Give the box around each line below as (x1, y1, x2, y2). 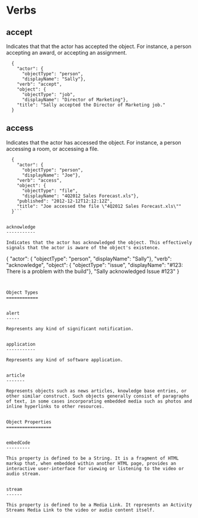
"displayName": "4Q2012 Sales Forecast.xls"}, (21, 193, 139, 199)
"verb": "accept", (17, 81, 62, 87)
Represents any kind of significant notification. (6, 326, 134, 332)
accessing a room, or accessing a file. (6, 145, 99, 152)
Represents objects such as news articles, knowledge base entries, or (6, 388, 187, 394)
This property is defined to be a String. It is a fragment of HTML (6, 455, 179, 461)
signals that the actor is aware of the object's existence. (6, 244, 161, 250)
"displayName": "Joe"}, (21, 172, 81, 178)
